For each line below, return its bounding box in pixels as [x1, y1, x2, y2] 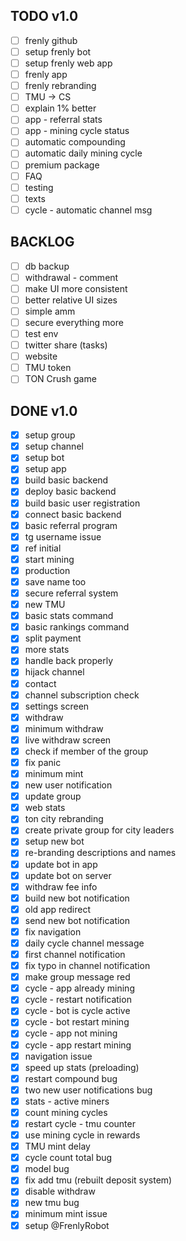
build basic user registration [24, 497, 141, 509]
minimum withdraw [24, 722, 104, 734]
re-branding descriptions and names [24, 847, 177, 859]
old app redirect [24, 903, 91, 915]
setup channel [24, 440, 84, 453]
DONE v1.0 [10, 402, 78, 419]
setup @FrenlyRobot [24, 1219, 110, 1231]
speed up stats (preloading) [24, 1061, 140, 1073]
